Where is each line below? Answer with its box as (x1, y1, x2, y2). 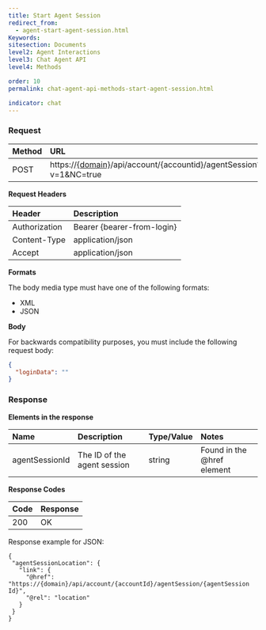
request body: (8, 345, 54, 355)
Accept (12, 247, 40, 258)
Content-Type (12, 234, 66, 245)
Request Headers (8, 189, 67, 199)
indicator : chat (8, 99, 62, 107)
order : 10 (8, 77, 41, 85)
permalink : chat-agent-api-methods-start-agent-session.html (8, 85, 215, 93)
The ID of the (78, 449, 127, 460)
